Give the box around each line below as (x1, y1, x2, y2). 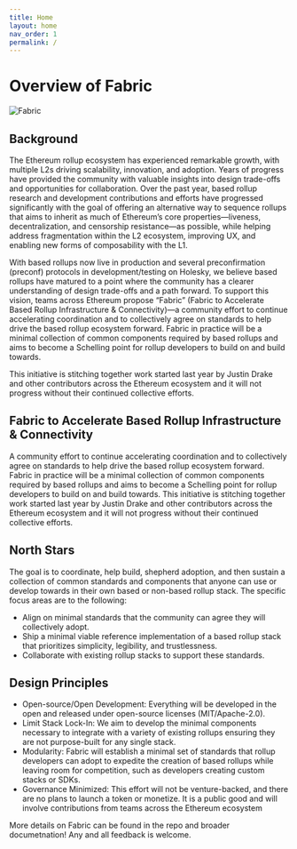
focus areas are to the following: (9, 595, 127, 605)
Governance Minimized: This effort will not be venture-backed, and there (21, 784, 289, 795)
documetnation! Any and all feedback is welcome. (9, 829, 191, 840)
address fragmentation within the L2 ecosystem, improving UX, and (9, 230, 256, 241)
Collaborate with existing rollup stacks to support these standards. (21, 650, 265, 661)
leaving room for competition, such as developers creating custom (21, 765, 265, 776)
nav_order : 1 (9, 29, 58, 38)
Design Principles (9, 676, 109, 691)
